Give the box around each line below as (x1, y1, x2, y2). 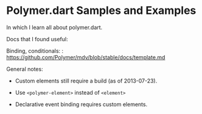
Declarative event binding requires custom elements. (15, 101, 148, 108)
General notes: (6, 65, 44, 73)
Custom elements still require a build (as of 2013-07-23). (15, 77, 158, 84)
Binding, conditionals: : (6, 47, 64, 55)
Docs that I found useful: (6, 35, 68, 42)
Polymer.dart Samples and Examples (6, 4, 197, 18)
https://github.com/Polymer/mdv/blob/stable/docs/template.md (6, 53, 165, 61)
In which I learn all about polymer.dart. (6, 24, 103, 31)
